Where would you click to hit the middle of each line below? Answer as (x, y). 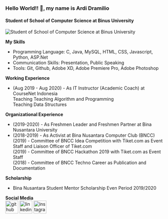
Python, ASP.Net (30, 57)
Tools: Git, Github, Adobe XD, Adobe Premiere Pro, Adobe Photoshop (86, 68)
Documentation (29, 168)
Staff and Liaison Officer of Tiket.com (52, 147)
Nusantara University (35, 130)
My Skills (15, 42)
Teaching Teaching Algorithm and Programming (63, 99)
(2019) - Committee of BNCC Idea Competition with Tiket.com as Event (88, 141)
